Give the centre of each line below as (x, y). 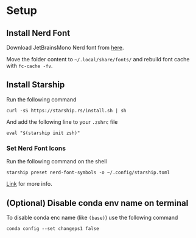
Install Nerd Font (38, 33)
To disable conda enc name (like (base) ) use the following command (92, 217)
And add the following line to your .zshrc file (62, 121)
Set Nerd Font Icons (36, 148)
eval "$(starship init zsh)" (43, 133)
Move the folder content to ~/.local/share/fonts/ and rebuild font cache (98, 59)
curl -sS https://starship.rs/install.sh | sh (66, 110)
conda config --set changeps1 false (53, 228)
